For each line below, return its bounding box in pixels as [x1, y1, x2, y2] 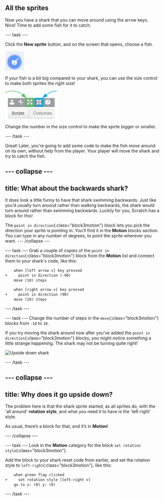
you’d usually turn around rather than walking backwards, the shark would [5, 203, 155, 208]
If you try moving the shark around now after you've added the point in [5, 330, 150, 336]
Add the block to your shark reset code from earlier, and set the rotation [5, 457, 150, 463]
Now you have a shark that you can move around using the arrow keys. [5, 17, 148, 23]
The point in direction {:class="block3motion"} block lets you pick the [5, 222, 150, 228]
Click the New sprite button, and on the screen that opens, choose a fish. [5, 41, 153, 47]
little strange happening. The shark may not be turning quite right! [5, 340, 138, 346]
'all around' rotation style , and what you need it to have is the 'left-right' [5, 409, 151, 414]
